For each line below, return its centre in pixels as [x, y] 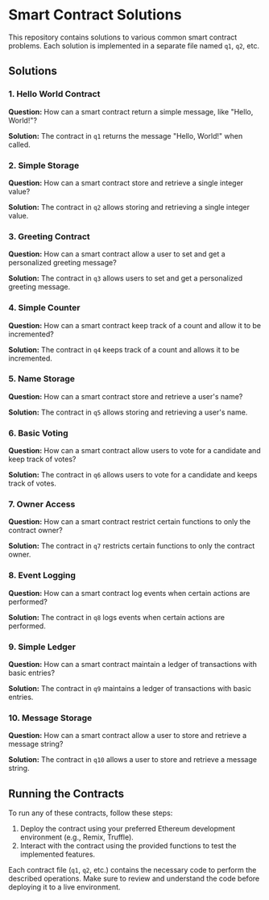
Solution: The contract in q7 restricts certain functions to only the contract [132, 546]
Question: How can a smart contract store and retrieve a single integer [126, 182]
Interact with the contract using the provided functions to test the [128, 846]
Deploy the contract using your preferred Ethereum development [128, 829]
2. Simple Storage [44, 165]
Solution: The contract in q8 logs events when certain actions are [117, 617]
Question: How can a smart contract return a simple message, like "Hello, [131, 111]
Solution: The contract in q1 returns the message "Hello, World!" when [126, 135]
